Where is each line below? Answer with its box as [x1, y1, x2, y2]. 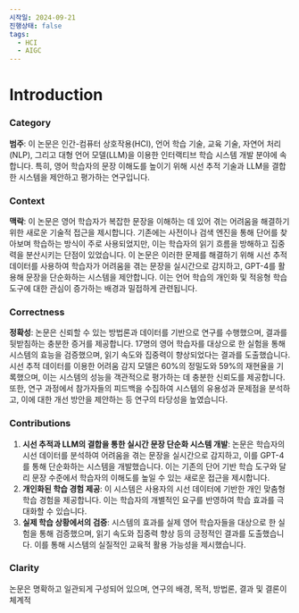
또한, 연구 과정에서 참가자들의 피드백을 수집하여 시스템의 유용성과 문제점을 [9, 383, 267, 394]
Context [9, 194, 46, 206]
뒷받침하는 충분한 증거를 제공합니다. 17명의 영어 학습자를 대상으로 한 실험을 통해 [9, 339, 286, 349]
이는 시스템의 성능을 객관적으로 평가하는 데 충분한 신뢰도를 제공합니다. [42, 372, 286, 382]
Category [9, 117, 52, 130]
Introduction [9, 85, 104, 105]
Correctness [9, 306, 65, 318]
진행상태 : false [9, 21, 62, 30]
